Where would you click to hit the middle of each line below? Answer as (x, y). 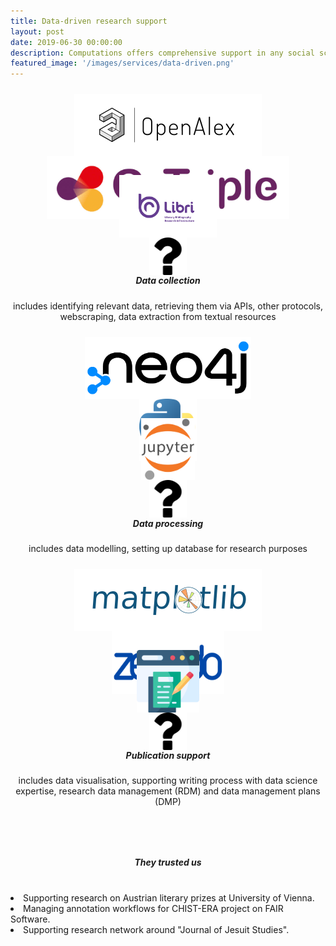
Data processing (168, 523)
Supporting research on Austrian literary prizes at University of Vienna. (169, 898)
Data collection (168, 281)
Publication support (168, 755)
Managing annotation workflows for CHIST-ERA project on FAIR (153, 909)
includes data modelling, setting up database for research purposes (168, 548)
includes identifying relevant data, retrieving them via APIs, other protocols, (168, 306)
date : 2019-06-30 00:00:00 (66, 42)
